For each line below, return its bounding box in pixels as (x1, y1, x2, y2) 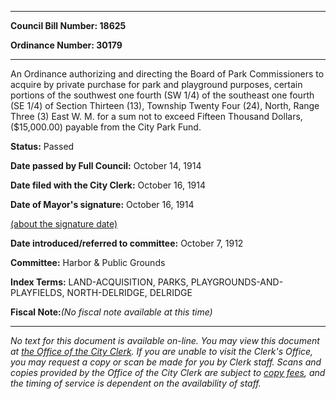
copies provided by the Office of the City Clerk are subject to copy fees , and (10, 367, 326, 378)
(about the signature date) (10, 218, 118, 230)
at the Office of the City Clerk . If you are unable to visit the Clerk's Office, (10, 346, 314, 357)
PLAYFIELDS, (10, 287, 65, 298)
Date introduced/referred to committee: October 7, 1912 (10, 237, 244, 249)
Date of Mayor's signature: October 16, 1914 (10, 199, 195, 210)
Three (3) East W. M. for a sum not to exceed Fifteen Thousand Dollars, (10, 111, 303, 122)
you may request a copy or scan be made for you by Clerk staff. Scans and (10, 356, 322, 368)
